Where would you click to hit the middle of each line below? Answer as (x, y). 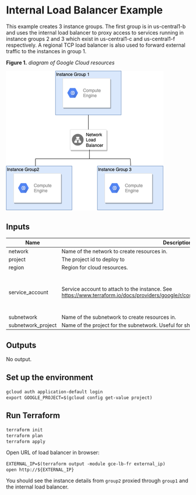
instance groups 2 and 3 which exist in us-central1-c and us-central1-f (90, 39)
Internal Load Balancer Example (85, 10)
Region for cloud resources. (95, 267)
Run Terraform (33, 416)
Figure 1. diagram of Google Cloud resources (60, 63)
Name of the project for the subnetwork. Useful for (122, 325)
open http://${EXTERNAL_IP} (40, 470)
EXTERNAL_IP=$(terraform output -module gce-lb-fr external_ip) (86, 464)
